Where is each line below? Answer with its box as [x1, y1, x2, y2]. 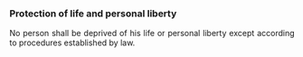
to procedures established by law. [9, 37, 136, 48]
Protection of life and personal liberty [9, 7, 177, 20]
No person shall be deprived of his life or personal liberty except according [9, 28, 295, 39]
